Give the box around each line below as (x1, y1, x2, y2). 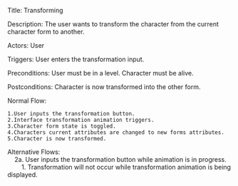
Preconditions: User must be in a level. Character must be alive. (7, 69, 194, 77)
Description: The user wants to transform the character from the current (7, 20, 219, 28)
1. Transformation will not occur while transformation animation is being (21, 163, 232, 171)
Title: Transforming (7, 6, 63, 14)
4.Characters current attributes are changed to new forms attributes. (7, 129, 224, 136)
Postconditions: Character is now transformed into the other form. (7, 83, 201, 91)
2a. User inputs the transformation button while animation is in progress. (14, 155, 227, 163)
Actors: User (7, 41, 45, 49)
